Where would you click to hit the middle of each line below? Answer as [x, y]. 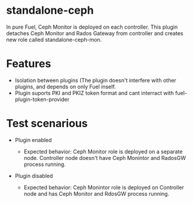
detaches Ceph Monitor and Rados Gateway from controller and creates [95, 33]
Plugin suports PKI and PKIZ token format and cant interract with [94, 93]
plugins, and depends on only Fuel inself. [65, 87]
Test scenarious [47, 124]
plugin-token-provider [42, 99]
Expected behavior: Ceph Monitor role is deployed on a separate [103, 151]
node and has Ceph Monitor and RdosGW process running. [96, 193]
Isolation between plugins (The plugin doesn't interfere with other [95, 80]
